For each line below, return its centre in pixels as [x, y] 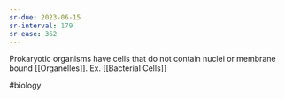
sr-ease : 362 [33, 34]
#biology [25, 86]
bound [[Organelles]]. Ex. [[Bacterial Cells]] [88, 68]
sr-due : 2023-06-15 [45, 17]
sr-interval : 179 [41, 26]
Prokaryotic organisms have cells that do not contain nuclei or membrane [142, 59]
